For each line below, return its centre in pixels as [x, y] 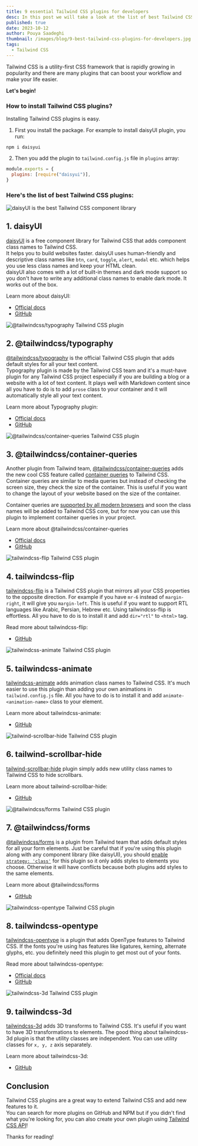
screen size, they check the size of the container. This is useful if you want [97, 488]
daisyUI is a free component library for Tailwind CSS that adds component [96, 241]
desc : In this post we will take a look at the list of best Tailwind [95, 17]
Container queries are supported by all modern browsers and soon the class [99, 505]
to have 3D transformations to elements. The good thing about [82, 1032]
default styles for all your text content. [52, 364]
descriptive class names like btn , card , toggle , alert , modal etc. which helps [98, 259]
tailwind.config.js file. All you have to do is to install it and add [84, 696]
